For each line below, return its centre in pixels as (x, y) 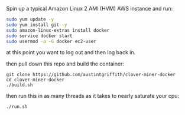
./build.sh (20, 85)
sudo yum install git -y (37, 25)
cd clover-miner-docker (35, 80)
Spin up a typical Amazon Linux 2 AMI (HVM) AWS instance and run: (90, 9)
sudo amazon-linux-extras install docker (58, 30)
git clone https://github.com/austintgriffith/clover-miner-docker (91, 75)
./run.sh (17, 107)
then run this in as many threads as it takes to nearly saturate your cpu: (92, 96)
